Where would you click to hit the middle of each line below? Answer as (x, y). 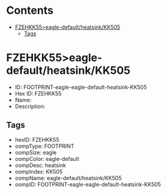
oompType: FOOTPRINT (44, 146)
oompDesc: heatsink (40, 165)
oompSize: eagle (36, 152)
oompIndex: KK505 (39, 171)
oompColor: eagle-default (47, 159)
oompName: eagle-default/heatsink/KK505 (68, 178)
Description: (30, 106)
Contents (30, 11)
